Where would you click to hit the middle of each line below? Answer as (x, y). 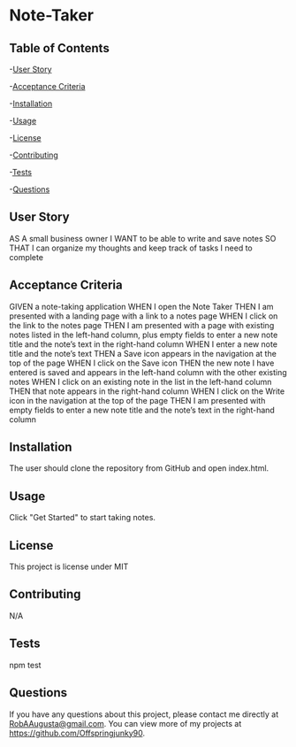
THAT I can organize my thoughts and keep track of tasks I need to (131, 248)
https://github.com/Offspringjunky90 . (77, 733)
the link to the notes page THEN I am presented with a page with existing (142, 325)
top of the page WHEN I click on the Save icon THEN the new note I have (142, 363)
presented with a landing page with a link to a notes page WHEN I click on (144, 316)
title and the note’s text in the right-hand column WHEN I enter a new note (144, 344)
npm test (25, 665)
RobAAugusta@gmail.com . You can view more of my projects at (125, 723)
